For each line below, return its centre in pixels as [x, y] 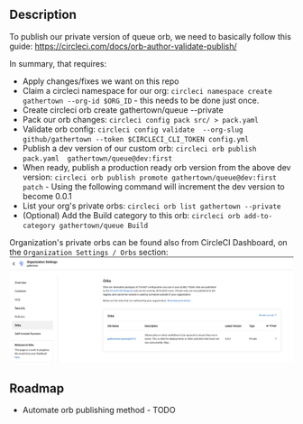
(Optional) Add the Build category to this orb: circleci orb [131, 215]
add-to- [258, 216]
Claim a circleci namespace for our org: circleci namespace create [147, 90]
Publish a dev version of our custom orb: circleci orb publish [139, 148]
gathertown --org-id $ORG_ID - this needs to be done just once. [141, 100]
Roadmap [37, 388]
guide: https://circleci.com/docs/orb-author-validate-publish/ [123, 46]
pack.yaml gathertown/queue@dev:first [97, 158]
